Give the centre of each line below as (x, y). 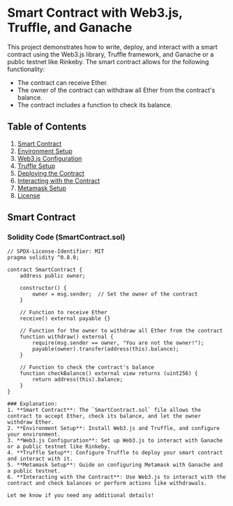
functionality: (26, 69)
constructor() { (44, 288)
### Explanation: (32, 404)
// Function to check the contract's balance (87, 367)
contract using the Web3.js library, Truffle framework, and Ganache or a (111, 54)
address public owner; (53, 276)
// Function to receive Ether (64, 313)
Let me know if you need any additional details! (81, 496)
